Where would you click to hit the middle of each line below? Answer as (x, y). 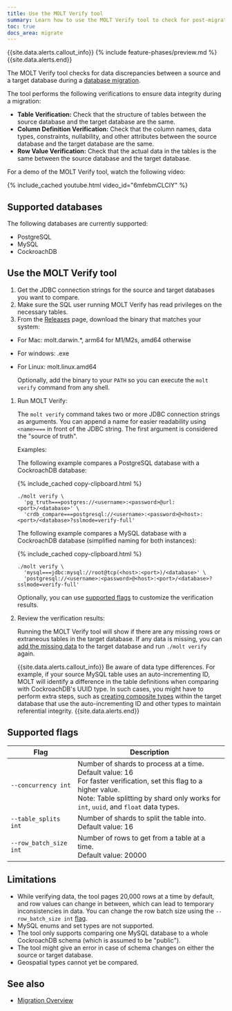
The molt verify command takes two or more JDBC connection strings (118, 414)
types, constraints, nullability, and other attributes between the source (117, 137)
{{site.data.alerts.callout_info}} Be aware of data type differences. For (116, 667)
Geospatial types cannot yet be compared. (78, 962)
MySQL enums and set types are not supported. (85, 925)
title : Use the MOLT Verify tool (55, 13)
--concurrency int (41, 785)
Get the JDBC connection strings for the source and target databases (116, 290)
